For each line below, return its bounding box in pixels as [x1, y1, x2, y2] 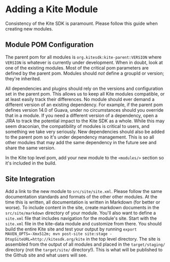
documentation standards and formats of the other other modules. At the [5, 193, 157, 200]
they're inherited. [5, 75, 42, 82]
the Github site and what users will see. [5, 252, 88, 258]
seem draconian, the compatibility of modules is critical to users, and [5, 123, 150, 129]
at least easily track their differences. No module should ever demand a [5, 96, 155, 102]
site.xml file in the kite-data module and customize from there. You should [5, 220, 162, 226]
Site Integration [5, 175, 55, 183]
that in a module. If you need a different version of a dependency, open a [5, 112, 158, 118]
